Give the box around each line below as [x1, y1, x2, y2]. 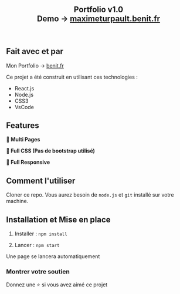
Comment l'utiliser [6, 175, 76, 185]
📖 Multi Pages [6, 136, 40, 143]
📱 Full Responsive [6, 158, 50, 166]
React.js [14, 85, 35, 92]
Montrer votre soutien [6, 267, 70, 275]
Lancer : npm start [14, 242, 60, 249]
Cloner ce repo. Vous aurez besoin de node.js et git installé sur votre [6, 191, 174, 198]
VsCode [14, 103, 34, 110]
